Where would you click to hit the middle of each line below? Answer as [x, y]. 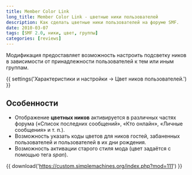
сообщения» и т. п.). [40, 129]
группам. [18, 67]
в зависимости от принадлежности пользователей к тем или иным [90, 61]
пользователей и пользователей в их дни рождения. [80, 142]
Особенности [32, 104]
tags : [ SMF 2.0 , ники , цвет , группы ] [52, 33]
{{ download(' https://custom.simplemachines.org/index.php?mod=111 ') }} [94, 166]
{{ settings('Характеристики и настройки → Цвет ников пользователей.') [97, 79]
